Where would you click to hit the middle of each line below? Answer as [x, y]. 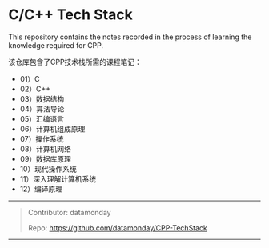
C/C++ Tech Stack [71, 15]
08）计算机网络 [46, 149]
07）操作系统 [42, 138]
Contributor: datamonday [69, 212]
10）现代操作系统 [48, 169]
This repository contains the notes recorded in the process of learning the [130, 37]
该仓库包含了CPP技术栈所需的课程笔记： [75, 62]
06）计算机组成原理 [52, 129]
